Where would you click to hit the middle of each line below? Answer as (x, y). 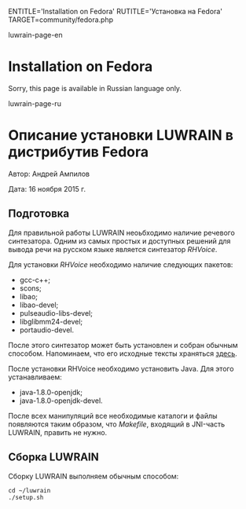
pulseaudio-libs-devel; (56, 313)
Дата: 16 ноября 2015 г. (47, 189)
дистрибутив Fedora (79, 152)
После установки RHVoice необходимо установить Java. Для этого (121, 368)
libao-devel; (39, 305)
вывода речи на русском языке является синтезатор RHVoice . (113, 249)
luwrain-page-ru (35, 103)
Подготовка (39, 214)
